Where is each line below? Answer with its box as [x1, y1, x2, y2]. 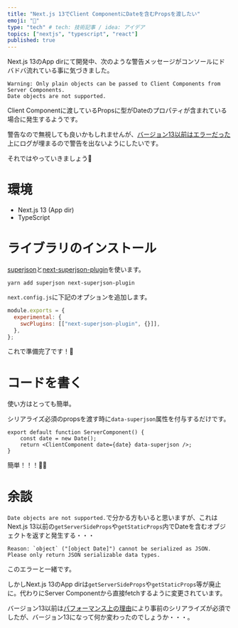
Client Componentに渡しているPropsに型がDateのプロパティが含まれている [7, 106, 227, 115]
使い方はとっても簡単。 [7, 400, 76, 408]
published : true [7, 37, 55, 44]
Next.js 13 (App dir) [17, 206, 75, 214]
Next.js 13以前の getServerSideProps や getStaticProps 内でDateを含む [7, 522, 207, 531]
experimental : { [13, 314, 62, 321]
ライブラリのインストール [7, 240, 157, 257]
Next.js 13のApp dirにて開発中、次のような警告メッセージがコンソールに [7, 58, 219, 66]
